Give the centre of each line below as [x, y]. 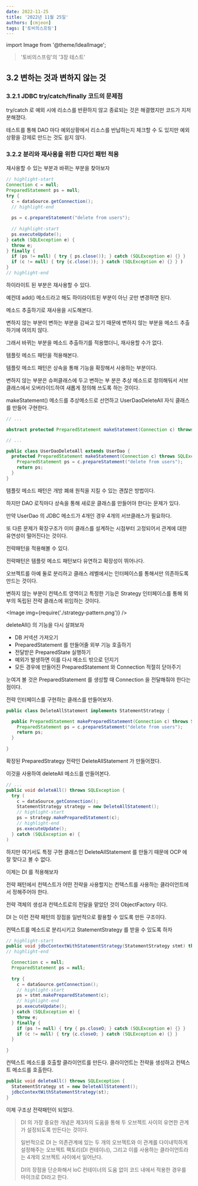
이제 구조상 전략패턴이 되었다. [40, 1110]
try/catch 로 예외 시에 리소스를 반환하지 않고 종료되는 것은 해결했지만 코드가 [93, 109]
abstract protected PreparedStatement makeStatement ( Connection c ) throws [100, 430]
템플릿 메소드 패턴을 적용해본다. [42, 355]
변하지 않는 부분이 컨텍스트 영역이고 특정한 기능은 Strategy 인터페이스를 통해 [94, 593]
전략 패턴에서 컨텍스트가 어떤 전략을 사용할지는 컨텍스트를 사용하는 [82, 884]
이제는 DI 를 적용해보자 [32, 872]
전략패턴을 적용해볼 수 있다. [38, 548]
